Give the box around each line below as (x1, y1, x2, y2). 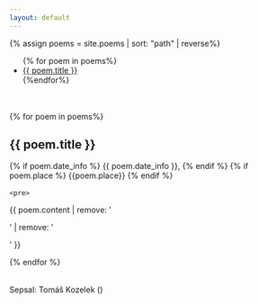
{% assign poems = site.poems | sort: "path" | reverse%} (9, 38, 221, 49)
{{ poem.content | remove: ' (9, 204, 112, 216)
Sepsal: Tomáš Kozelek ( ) (9, 284, 103, 295)
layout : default (9, 13, 70, 22)
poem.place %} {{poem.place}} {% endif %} (9, 170, 173, 181)
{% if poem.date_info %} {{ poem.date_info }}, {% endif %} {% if (9, 161, 249, 172)
